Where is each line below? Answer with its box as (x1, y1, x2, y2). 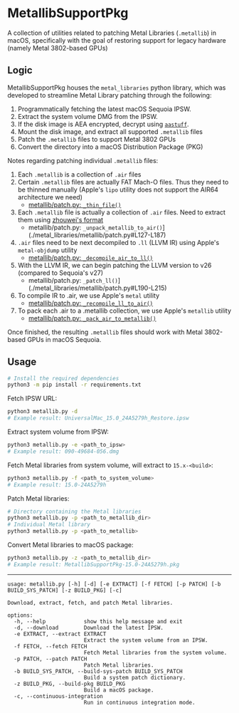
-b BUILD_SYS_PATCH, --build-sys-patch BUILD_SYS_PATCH (14, 667, 183, 675)
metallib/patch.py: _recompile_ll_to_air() (28, 298, 154, 307)
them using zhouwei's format (17, 215, 104, 224)
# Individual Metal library (7, 521, 91, 529)
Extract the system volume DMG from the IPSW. (17, 112, 158, 120)
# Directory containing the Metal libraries (7, 508, 142, 515)
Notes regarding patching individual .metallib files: (7, 156, 159, 165)
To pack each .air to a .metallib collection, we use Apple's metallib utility (17, 306, 232, 315)
